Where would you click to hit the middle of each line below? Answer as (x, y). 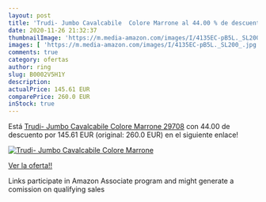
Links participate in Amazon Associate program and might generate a (121, 181)
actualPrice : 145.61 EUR (49, 89)
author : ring (30, 67)
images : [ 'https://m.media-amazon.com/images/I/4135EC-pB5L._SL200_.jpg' (134, 45)
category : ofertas (38, 60)
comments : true (33, 52)
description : (30, 82)
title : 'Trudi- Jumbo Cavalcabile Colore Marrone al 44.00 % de (118, 23)
